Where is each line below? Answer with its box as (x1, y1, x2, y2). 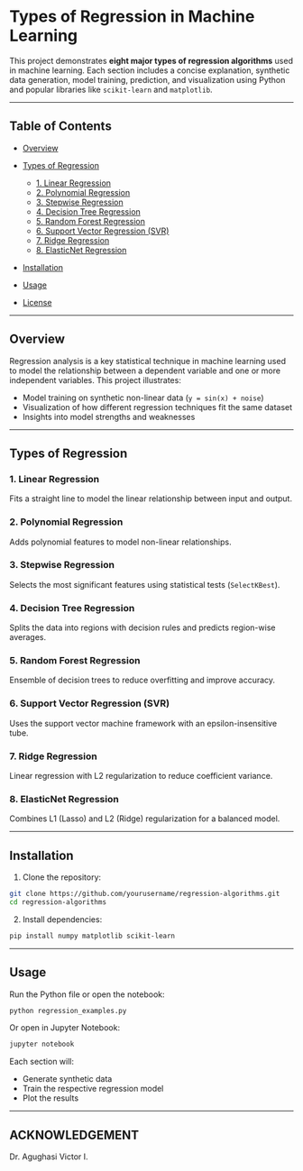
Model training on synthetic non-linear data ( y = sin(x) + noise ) (22, 392, 264, 403)
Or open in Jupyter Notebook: (9, 1022, 120, 1033)
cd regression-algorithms (9, 898, 106, 907)
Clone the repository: (22, 872, 102, 883)
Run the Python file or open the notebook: (9, 989, 165, 1000)
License (22, 297, 52, 307)
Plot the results (22, 1093, 79, 1103)
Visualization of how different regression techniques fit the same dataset (22, 401, 293, 412)
